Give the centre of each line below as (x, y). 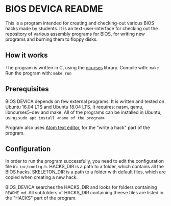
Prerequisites (27, 89)
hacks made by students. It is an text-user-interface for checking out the (82, 28)
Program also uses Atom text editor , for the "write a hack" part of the (78, 127)
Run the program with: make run (39, 73)
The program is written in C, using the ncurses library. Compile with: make (82, 67)
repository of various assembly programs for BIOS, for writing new (75, 34)
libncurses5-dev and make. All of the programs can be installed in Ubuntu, (83, 112)
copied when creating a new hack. (42, 177)
